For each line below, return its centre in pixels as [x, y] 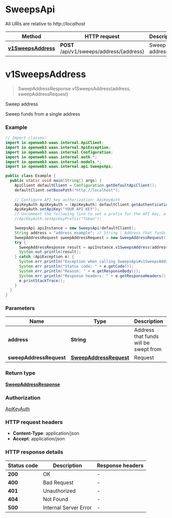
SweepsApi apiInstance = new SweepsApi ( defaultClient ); [76, 228]
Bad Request [58, 483]
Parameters [20, 308]
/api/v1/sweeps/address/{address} [102, 51]
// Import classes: [26, 138]
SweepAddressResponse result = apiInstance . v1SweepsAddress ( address [93, 247]
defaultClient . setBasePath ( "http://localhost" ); [67, 190]
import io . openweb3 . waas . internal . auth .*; [51, 157]
